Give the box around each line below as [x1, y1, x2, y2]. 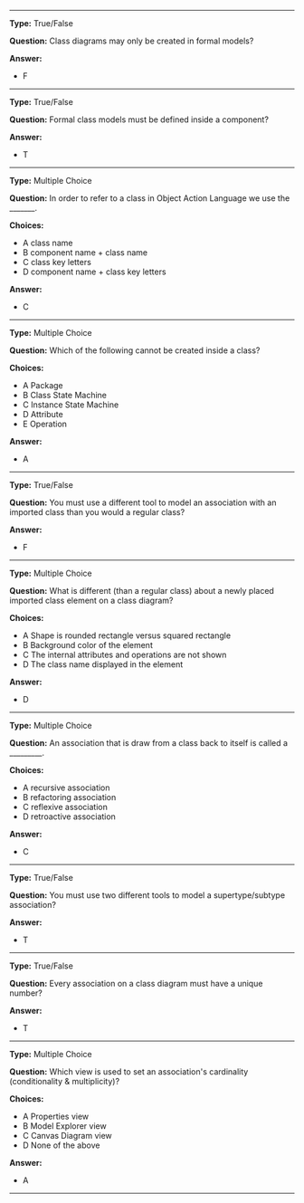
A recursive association [22, 782, 110, 793]
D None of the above [22, 1140, 100, 1150]
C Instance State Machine [22, 399, 119, 410]
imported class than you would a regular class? [9, 507, 185, 517]
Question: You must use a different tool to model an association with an [9, 497, 277, 508]
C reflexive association [22, 802, 109, 812]
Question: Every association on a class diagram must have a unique [9, 979, 263, 988]
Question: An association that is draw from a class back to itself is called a [9, 738, 288, 748]
